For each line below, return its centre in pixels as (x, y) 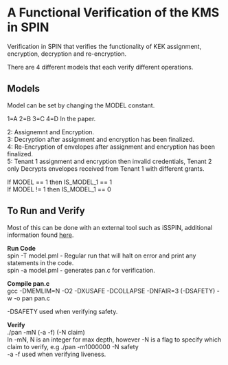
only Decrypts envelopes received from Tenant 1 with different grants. (106, 168)
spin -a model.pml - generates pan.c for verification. (81, 270)
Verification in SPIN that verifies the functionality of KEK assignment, (104, 46)
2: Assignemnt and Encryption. (51, 132)
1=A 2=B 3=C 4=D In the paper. (52, 118)
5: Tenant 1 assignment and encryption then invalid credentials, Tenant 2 (110, 161)
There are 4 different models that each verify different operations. (100, 67)
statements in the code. (41, 262)
